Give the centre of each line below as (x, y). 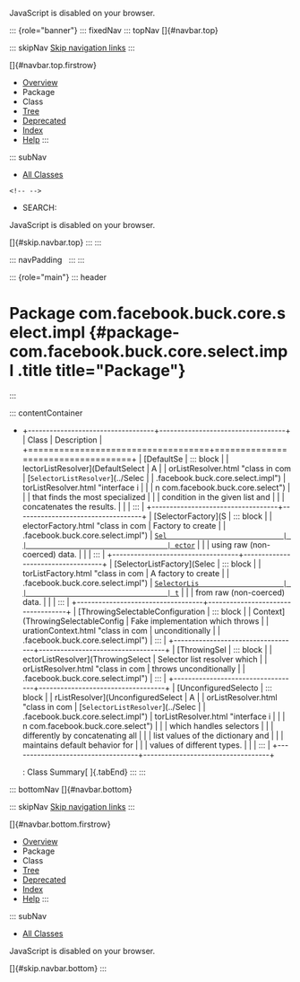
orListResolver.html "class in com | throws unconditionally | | (134, 669)
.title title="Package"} (102, 371)
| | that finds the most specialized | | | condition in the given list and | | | (153, 496)
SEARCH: (39, 207)
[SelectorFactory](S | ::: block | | (213, 516)
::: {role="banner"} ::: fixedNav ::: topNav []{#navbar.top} (114, 30)
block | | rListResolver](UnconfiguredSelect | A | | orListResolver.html (150, 697)
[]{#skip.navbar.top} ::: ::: (56, 242)
